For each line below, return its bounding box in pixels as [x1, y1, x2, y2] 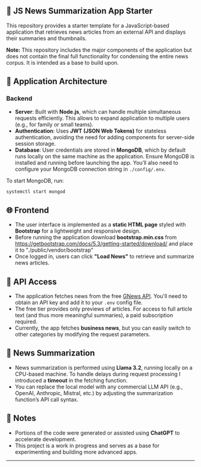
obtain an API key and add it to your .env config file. [14, 299, 143, 306]
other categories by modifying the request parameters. [14, 331, 151, 338]
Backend [6, 94, 33, 103]
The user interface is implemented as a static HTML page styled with [14, 221, 187, 228]
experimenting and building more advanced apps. [14, 448, 138, 456]
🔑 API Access [6, 276, 57, 287]
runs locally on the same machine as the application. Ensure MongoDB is [14, 152, 195, 159]
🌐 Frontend [6, 205, 49, 215]
